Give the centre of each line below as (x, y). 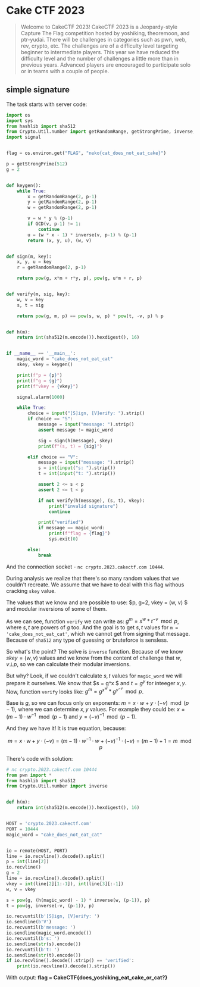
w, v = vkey (21, 889)
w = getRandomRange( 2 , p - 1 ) (62, 208)
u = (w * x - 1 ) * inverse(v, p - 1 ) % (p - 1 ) (82, 235)
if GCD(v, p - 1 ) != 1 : (54, 224)
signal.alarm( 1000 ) (41, 397)
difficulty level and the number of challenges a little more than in (99, 58)
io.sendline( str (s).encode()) (44, 944)
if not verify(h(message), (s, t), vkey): (91, 501)
